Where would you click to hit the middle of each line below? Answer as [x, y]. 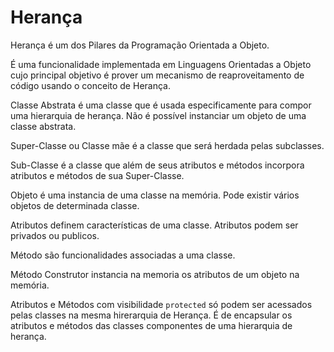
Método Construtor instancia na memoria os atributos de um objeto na [155, 274]
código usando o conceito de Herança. [90, 85]
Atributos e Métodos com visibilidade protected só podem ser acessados [161, 304]
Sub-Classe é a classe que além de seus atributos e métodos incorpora [157, 165]
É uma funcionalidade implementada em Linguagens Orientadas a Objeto [161, 64]
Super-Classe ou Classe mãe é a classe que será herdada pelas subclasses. [167, 145]
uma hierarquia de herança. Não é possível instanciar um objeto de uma [158, 115]
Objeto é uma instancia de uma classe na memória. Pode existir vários [155, 195]
